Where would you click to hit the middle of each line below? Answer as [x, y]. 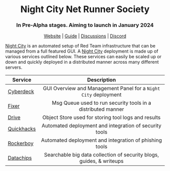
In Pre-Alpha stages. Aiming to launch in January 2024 [85, 25]
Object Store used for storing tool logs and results [101, 117]
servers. [14, 67]
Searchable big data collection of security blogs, [101, 155]
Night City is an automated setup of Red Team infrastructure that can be [80, 46]
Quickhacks [22, 129]
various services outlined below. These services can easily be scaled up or [83, 57]
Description [101, 80]
